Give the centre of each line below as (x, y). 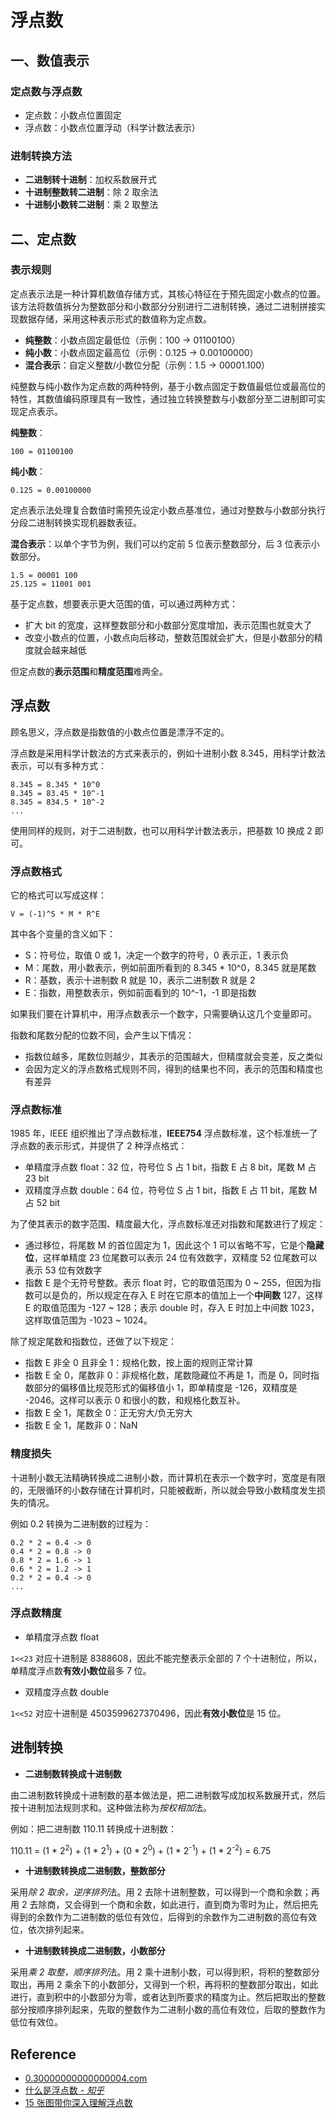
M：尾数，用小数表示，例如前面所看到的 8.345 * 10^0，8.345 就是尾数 (170, 967)
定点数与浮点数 (46, 91)
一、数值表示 (50, 60)
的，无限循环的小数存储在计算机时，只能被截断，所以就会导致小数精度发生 (163, 1490)
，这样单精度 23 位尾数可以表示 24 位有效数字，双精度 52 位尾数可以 (175, 1258)
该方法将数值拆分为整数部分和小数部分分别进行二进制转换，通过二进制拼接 (163, 306)
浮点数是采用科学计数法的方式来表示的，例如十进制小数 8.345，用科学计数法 (168, 753)
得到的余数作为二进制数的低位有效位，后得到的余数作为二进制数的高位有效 (163, 1917)
